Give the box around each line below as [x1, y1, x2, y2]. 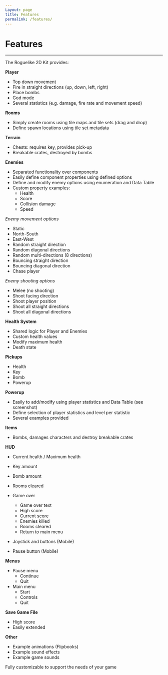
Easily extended [12, 624, 46, 630]
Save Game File [5, 609, 38, 615]
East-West [12, 236, 34, 242]
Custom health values [12, 333, 57, 340]
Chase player [12, 268, 40, 274]
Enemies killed [19, 518, 50, 524]
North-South [12, 231, 39, 237]
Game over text [19, 502, 52, 508]
